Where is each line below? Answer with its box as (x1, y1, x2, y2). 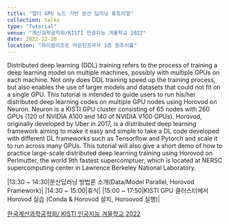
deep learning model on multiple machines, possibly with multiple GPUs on (7, 68, 220, 77)
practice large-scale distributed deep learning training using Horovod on (7, 149, 213, 157)
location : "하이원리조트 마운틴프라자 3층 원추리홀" (7, 42, 137, 49)
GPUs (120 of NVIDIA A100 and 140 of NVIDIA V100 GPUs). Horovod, (7, 112, 202, 121)
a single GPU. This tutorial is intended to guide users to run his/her (7, 90, 196, 99)
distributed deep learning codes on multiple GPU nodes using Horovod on (7, 98, 217, 105)
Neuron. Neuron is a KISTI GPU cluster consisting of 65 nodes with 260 (7, 105, 210, 113)
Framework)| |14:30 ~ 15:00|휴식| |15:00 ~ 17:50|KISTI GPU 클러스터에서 (7, 187, 209, 194)
